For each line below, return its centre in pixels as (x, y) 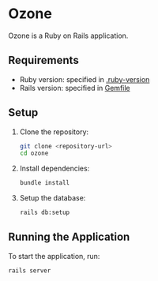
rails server (30, 270)
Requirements (43, 60)
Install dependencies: (55, 169)
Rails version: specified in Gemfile (75, 88)
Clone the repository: (54, 132)
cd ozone (34, 154)
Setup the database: (53, 198)
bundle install (45, 183)
